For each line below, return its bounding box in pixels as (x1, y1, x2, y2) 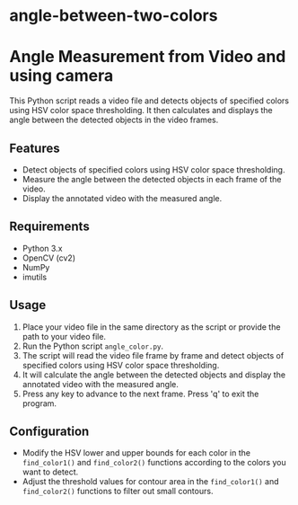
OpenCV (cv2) (22, 252, 76, 263)
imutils (22, 271, 48, 282)
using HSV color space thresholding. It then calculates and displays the (9, 105, 273, 116)
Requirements (9, 219, 90, 235)
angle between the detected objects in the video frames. (9, 114, 219, 126)
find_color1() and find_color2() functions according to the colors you (22, 457, 287, 468)
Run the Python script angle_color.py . (22, 341, 164, 351)
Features (9, 140, 60, 155)
